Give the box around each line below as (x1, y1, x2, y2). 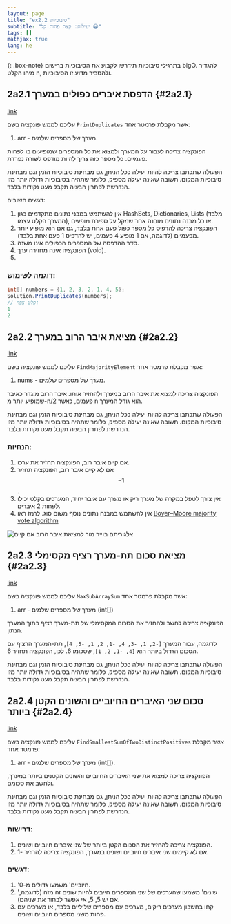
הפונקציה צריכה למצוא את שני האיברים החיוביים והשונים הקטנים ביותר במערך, (7, 772, 210, 780)
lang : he (7, 42, 32, 49)
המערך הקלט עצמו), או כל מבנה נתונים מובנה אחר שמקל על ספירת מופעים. (17, 216, 214, 225)
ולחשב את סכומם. (7, 779, 54, 788)
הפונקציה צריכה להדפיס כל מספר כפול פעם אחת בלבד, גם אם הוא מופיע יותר (17, 224, 217, 232)
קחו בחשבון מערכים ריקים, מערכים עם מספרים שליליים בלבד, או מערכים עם (17, 903, 214, 911)
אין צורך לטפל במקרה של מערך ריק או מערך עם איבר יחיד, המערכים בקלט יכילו (17, 494, 221, 502)
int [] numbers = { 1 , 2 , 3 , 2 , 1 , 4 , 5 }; (7, 286, 125, 294)
